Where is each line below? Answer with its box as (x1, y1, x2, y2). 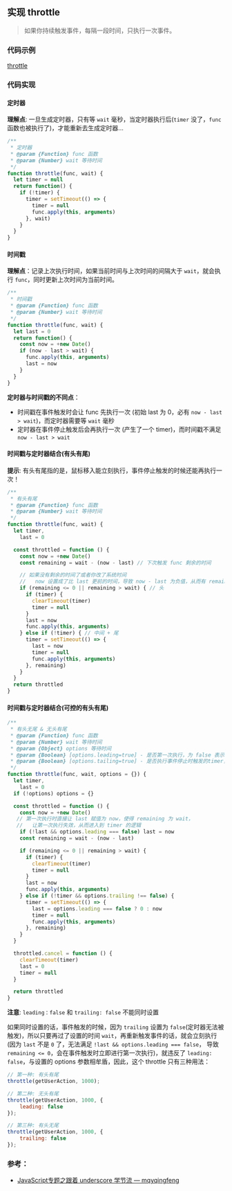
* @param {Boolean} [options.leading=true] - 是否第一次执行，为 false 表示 (10, 751, 225, 759)
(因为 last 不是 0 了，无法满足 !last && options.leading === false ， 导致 (7, 1040, 219, 1048)
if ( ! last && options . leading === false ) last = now (19, 829, 175, 836)
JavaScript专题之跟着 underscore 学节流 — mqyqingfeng (17, 1176, 180, 1185)
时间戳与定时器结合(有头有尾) (7, 450, 91, 458)
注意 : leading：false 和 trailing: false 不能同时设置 (7, 1008, 159, 1016)
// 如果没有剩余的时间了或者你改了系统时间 (19, 572, 127, 579)
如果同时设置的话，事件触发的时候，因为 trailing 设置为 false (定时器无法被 (7, 1023, 224, 1031)
